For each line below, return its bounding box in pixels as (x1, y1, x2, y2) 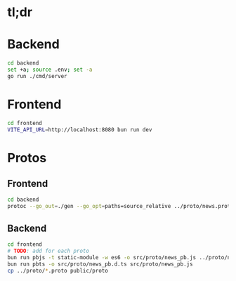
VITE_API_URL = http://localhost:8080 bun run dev (7, 126, 152, 133)
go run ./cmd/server (7, 72, 68, 79)
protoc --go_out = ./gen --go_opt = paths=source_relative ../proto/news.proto (7, 203, 234, 210)
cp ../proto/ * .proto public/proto (7, 267, 109, 274)
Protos (7, 150, 47, 166)
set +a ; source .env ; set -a (7, 66, 93, 73)
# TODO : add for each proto (7, 247, 90, 254)
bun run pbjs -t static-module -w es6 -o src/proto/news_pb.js (7, 254, 197, 261)
